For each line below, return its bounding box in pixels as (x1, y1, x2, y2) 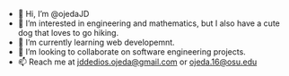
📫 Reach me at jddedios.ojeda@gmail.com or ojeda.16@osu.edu (17, 56, 258, 67)
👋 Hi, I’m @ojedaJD (17, 9, 90, 19)
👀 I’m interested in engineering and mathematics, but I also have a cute (17, 18, 281, 29)
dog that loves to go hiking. (17, 28, 119, 38)
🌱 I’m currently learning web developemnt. (17, 37, 175, 47)
